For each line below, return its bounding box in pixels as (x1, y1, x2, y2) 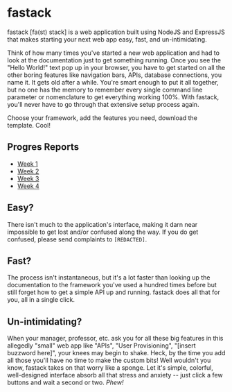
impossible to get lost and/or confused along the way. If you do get (7, 228, 199, 236)
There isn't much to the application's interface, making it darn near (7, 220, 198, 228)
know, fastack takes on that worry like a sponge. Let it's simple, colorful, (7, 364, 213, 372)
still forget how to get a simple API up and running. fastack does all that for (7, 288, 220, 296)
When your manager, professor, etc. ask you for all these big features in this (7, 334, 224, 343)
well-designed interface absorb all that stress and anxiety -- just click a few (7, 371, 223, 380)
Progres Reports (7, 141, 80, 153)
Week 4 (17, 182, 39, 190)
